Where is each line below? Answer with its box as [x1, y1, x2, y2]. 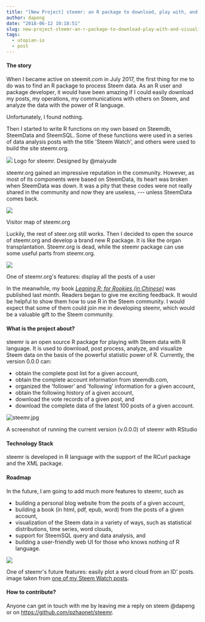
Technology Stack [6, 439, 54, 447]
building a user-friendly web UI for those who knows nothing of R [15, 538, 180, 546]
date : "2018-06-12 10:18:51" [6, 20, 81, 26]
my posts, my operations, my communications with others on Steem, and [6, 95, 190, 103]
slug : [6, 26, 20, 32]
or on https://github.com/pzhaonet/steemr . [6, 609, 114, 616]
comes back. [6, 195, 39, 202]
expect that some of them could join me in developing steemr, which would [6, 304, 195, 312]
